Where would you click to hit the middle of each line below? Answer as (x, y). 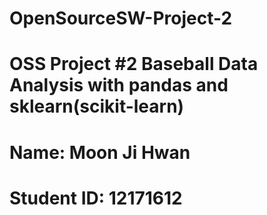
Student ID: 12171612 (96, 198)
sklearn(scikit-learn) (97, 106)
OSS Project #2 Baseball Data (134, 64)
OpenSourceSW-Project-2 (121, 18)
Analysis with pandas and (119, 85)
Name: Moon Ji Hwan (100, 152)
